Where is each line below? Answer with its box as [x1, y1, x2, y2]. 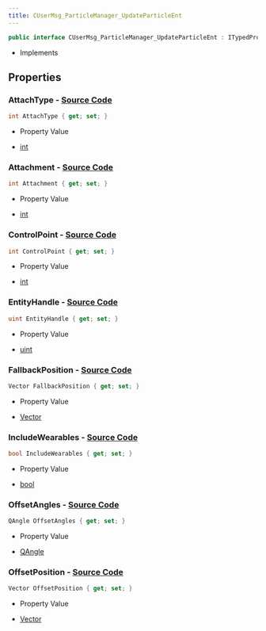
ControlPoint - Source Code [8, 229, 117, 240]
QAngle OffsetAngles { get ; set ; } [8, 517, 126, 526]
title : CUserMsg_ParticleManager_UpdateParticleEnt [8, 11, 182, 20]
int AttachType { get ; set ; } [8, 113, 108, 120]
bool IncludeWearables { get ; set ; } [8, 449, 133, 458]
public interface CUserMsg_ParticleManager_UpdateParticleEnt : [8, 33, 225, 41]
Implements [19, 48, 59, 57]
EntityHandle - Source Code [8, 296, 119, 308]
